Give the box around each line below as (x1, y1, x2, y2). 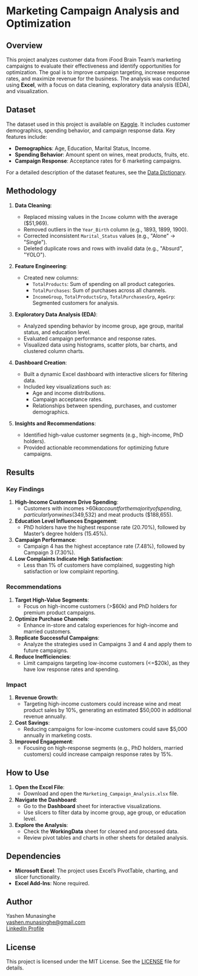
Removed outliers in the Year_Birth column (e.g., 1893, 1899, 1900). (23, 225, 189, 233)
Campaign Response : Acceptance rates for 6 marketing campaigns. (14, 157, 182, 164)
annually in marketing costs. (23, 732, 92, 739)
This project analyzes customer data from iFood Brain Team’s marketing (6, 56, 181, 63)
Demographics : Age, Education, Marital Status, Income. (14, 144, 151, 152)
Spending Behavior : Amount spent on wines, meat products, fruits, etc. (14, 151, 189, 158)
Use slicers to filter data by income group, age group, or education (23, 809, 186, 816)
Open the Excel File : (14, 783, 65, 790)
